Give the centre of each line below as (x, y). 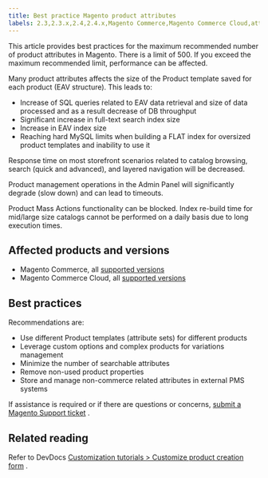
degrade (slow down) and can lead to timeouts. (86, 193)
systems (33, 389)
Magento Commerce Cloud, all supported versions (102, 278)
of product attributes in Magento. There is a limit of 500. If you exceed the (130, 54)
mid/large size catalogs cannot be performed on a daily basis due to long (128, 217)
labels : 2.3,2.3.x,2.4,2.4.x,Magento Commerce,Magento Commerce (117, 23)
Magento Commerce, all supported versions (92, 269)
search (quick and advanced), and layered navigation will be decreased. (127, 169)
